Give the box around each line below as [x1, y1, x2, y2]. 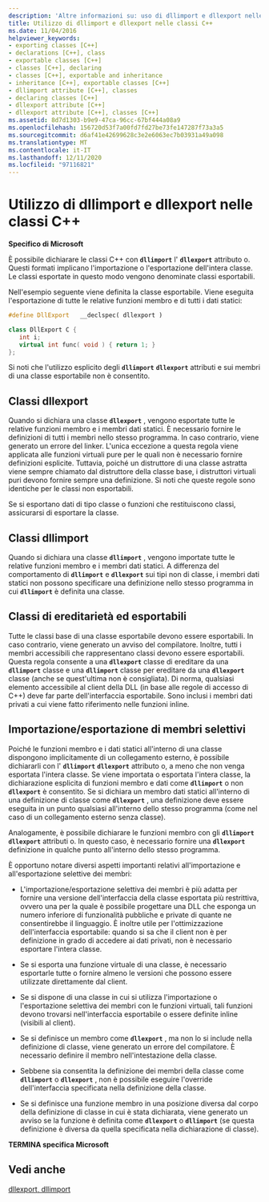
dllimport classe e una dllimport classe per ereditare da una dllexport [8, 665, 245, 675]
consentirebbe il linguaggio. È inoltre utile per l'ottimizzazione [19, 918, 223, 928]
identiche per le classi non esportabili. [8, 484, 134, 493]
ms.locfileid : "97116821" [8, 161, 94, 169]
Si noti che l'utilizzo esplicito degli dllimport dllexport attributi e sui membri [8, 363, 261, 372]
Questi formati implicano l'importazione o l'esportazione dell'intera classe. [8, 263, 254, 273]
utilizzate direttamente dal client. [19, 977, 128, 986]
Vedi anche [8, 1163, 66, 1176]
